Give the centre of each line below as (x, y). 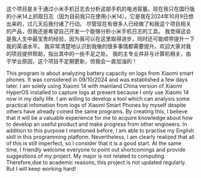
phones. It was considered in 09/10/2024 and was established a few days (97, 79)
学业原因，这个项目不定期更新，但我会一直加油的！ (74, 61)
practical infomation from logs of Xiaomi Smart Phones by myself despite (96, 105)
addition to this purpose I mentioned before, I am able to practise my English (100, 130)
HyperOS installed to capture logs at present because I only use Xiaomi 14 (98, 92)
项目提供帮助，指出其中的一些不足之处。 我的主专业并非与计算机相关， (98, 54)
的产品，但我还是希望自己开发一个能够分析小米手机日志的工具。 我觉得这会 (99, 31)
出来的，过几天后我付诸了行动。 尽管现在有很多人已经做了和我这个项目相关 (99, 24)
